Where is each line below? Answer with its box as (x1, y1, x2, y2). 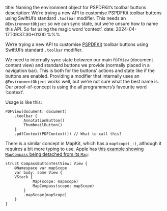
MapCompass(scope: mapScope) (32, 183, 95, 189)
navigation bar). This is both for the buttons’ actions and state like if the (5, 67, 155, 74)
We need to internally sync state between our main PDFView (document (5, 57, 153, 63)
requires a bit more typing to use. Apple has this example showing (5, 146, 144, 152)
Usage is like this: (5, 99, 42, 105)
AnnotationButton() (23, 118, 65, 123)
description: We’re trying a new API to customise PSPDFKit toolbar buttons (5, 10, 162, 16)
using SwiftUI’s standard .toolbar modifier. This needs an (5, 15, 126, 21)
